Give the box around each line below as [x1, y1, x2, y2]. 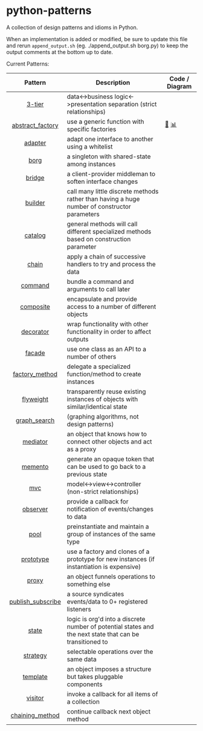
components [66, 680, 103, 689]
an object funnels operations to [66, 572, 156, 581]
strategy [23, 651, 47, 659]
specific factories [66, 125, 117, 133]
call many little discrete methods [66, 187, 159, 195]
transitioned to [66, 638, 108, 646]
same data [66, 655, 97, 663]
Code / [169, 74, 189, 83]
